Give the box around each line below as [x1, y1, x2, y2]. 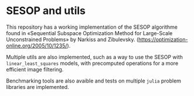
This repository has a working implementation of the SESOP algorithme [6, 23, 178, 30]
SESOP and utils [6, 4, 86, 18]
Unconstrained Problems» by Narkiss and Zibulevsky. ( [6, 36, 139, 43]
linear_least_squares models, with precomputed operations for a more [6, 60, 179, 67]
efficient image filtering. [6, 66, 64, 73]
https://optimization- [138, 36, 188, 43]
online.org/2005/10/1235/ [6, 42, 67, 49]
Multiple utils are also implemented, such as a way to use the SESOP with [6, 53, 183, 60]
